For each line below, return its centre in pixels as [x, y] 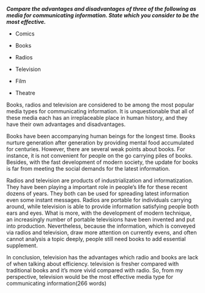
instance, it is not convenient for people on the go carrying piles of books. [99, 156]
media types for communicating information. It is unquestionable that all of [100, 111]
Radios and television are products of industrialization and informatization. [100, 180]
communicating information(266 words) [57, 283]
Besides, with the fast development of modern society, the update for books [102, 162]
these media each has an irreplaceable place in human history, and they [97, 118]
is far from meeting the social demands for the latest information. [88, 169]
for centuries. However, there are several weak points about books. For [96, 149]
